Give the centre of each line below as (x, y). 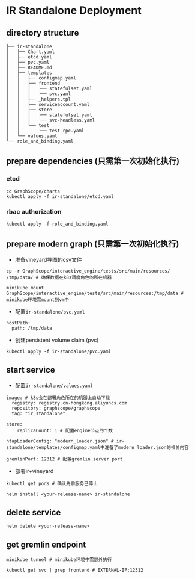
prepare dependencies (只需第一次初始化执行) (93, 161)
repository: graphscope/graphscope (56, 408)
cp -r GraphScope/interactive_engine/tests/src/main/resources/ (88, 271)
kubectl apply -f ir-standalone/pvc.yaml (59, 351)
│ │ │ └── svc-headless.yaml (51, 120)
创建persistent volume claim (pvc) (57, 340)
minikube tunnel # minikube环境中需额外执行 (59, 560)
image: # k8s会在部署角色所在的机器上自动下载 (58, 398)
